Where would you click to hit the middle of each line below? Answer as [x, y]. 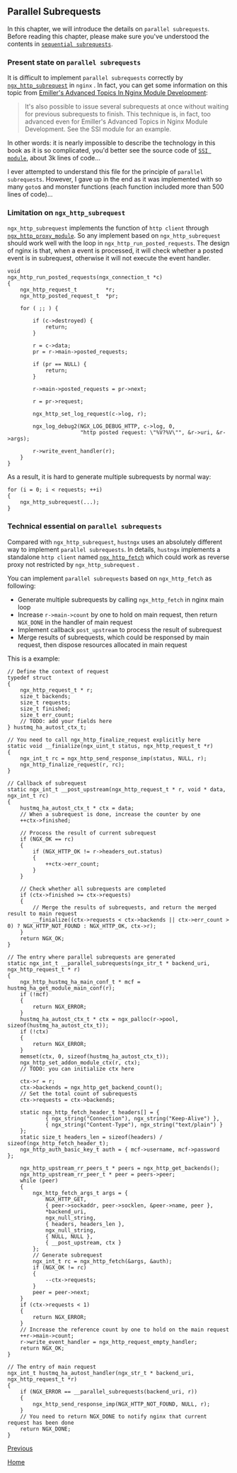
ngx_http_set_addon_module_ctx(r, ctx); [80, 1063]
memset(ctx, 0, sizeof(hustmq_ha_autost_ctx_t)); [95, 1057]
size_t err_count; [47, 715]
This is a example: [34, 658]
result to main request [42, 914]
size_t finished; [46, 709]
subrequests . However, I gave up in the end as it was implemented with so [115, 180]
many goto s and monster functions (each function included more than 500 [116, 187]
